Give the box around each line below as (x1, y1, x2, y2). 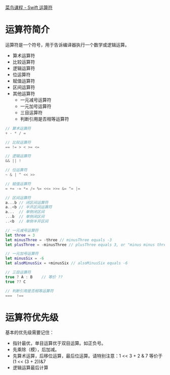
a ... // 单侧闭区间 (5, 209, 45, 214)
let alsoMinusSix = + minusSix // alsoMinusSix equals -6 (5, 260, 128, 266)
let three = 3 (5, 233, 35, 238)
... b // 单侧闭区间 (5, 214, 45, 219)
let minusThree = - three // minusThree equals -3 (5, 237, 112, 242)
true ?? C (5, 279, 26, 284)
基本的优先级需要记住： (5, 329, 54, 335)
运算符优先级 (5, 312, 59, 323)
